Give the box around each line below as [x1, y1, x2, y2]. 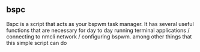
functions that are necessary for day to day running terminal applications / [6, 27, 190, 34]
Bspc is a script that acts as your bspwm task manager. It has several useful [6, 20, 194, 27]
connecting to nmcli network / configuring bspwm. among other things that [6, 32, 192, 40]
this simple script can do [6, 39, 67, 46]
